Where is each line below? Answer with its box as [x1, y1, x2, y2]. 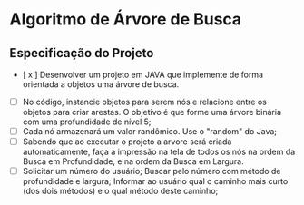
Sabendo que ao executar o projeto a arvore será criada [22, 136, 232, 147]
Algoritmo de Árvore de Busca [9, 9, 242, 30]
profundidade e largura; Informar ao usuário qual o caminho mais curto [22, 176, 289, 187]
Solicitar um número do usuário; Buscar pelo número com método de [22, 166, 281, 177]
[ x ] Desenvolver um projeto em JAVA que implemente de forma [22, 69, 264, 80]
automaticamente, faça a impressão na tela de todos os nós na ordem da [22, 146, 296, 158]
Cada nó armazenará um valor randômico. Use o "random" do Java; [22, 126, 278, 137]
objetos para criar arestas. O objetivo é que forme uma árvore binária [22, 107, 282, 118]
